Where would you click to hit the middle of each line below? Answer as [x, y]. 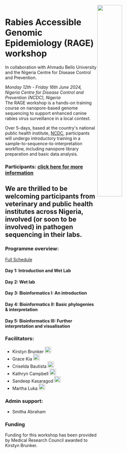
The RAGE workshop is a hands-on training [48, 103]
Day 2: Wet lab [20, 282]
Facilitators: [20, 339]
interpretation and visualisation [38, 326]
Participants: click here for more [44, 166]
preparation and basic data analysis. [42, 154]
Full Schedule [19, 259]
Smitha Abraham [29, 412]
